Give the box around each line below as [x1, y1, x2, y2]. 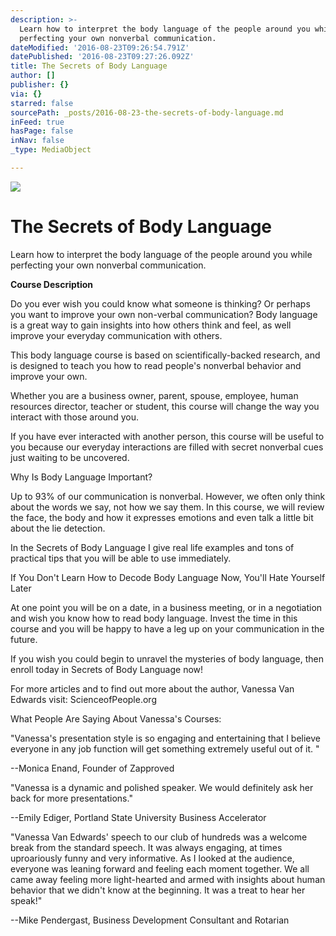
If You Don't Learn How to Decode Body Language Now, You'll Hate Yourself [10, 571, 326, 583]
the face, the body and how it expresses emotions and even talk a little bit [10, 511, 314, 523]
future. [10, 633, 38, 645]
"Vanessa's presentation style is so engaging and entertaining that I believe [10, 732, 321, 744]
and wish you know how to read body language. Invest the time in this [10, 612, 298, 624]
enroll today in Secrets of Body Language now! [10, 663, 204, 675]
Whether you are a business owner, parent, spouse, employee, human [10, 389, 299, 401]
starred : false [10, 98, 74, 108]
